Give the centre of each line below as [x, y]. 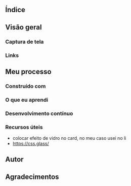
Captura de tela [25, 42]
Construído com [26, 86]
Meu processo [28, 72]
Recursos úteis [24, 127]
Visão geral [24, 27]
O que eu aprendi [27, 100]
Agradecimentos [32, 177]
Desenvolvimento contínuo [39, 113]
